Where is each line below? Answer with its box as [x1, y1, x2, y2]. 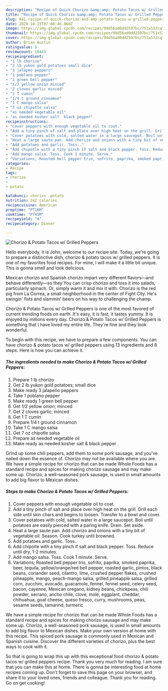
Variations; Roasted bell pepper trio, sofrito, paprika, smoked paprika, [12, 559, 156, 565]
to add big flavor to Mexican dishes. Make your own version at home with [5, 627, 157, 633]
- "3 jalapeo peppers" [5, 68, 53, 73]
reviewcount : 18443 [5, 49, 46, 54]
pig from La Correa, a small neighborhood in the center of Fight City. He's [5, 291, 157, 296]
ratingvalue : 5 [5, 45, 37, 50]
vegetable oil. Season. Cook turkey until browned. [12, 533, 116, 539]
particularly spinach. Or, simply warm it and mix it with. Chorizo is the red [5, 285, 156, 291]
